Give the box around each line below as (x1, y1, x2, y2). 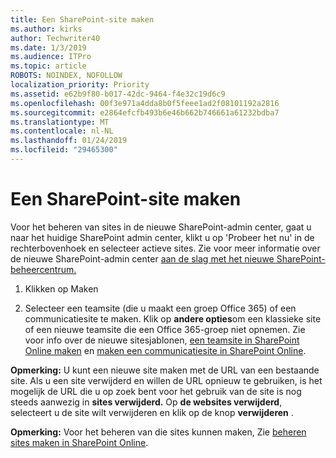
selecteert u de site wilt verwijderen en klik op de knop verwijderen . (10, 406, 294, 418)
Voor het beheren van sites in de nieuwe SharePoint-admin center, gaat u (10, 221, 312, 233)
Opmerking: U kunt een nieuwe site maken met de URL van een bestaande (10, 364, 320, 376)
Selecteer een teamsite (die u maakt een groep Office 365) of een (24, 302, 297, 314)
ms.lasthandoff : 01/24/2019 (10, 136, 128, 146)
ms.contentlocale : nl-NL (10, 126, 114, 136)
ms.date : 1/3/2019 (10, 42, 87, 53)
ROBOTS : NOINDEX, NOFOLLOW (10, 71, 123, 81)
